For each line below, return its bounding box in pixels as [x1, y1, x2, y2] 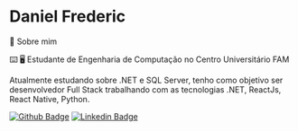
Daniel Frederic [9, 6, 126, 27]
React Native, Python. [9, 93, 90, 104]
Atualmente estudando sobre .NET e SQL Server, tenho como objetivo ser [9, 74, 284, 85]
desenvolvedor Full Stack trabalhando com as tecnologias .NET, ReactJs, [9, 83, 282, 95]
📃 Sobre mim [9, 36, 58, 47]
